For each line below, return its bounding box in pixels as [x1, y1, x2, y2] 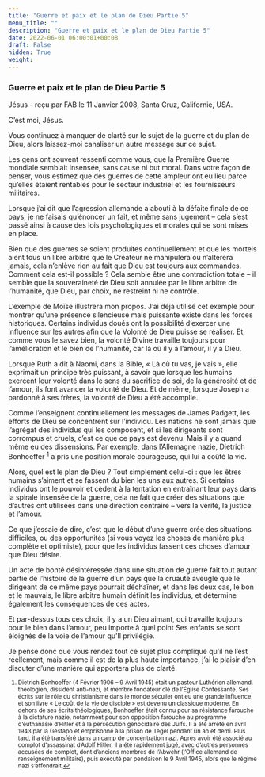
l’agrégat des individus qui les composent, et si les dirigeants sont [8, 425, 223, 434]
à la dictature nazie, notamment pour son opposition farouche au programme [17, 713, 227, 721]
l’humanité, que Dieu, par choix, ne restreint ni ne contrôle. [8, 286, 199, 296]
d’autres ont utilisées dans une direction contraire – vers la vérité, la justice [8, 500, 252, 510]
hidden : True [8, 48, 51, 56]
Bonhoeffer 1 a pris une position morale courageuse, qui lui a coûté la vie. [8, 450, 248, 461]
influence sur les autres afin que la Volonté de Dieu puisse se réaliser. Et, [8, 327, 245, 337]
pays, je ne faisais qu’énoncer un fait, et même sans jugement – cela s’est [8, 212, 248, 222]
